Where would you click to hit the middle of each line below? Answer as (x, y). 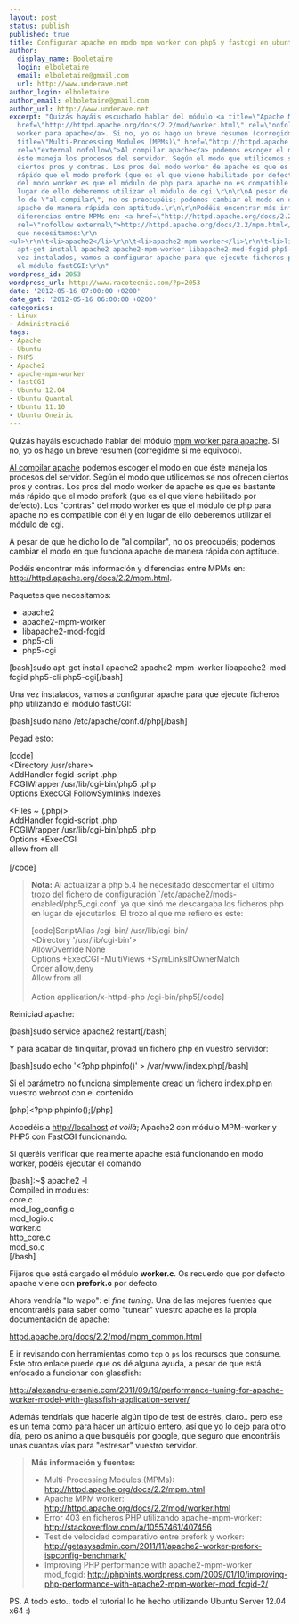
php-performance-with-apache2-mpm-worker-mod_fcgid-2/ (156, 1584)
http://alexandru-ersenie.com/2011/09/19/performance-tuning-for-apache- (146, 1390)
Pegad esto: (31, 738)
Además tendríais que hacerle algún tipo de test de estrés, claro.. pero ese (146, 1416)
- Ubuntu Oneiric (41, 415)
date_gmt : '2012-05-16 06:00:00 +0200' (83, 299)
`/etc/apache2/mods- (198, 894)
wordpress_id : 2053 (45, 275)
